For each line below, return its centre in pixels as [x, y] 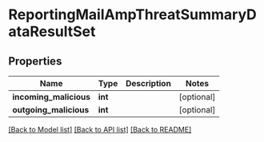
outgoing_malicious [51, 110]
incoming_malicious [51, 97]
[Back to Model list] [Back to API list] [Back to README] [100, 130]
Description [148, 83]
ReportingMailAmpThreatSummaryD [133, 15]
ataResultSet [52, 32]
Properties [35, 61]
